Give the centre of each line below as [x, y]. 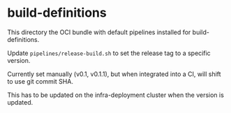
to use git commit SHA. [40, 81]
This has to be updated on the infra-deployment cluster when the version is [116, 95]
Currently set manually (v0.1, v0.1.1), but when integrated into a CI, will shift [114, 74]
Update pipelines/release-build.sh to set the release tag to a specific [109, 53]
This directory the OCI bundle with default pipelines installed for [99, 32]
